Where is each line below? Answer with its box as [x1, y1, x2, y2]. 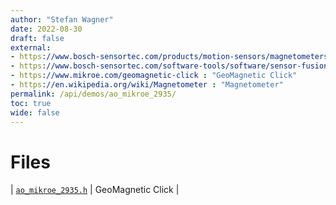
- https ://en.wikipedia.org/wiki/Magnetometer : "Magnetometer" [10, 80, 284, 90]
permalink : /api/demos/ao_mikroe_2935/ [10, 89, 177, 99]
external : [10, 42, 52, 53]
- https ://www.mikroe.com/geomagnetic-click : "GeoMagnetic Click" [10, 71, 298, 81]
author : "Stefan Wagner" [10, 14, 114, 25]
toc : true [10, 98, 52, 108]
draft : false [10, 33, 65, 43]
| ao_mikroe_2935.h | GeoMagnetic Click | [10, 184, 180, 196]
